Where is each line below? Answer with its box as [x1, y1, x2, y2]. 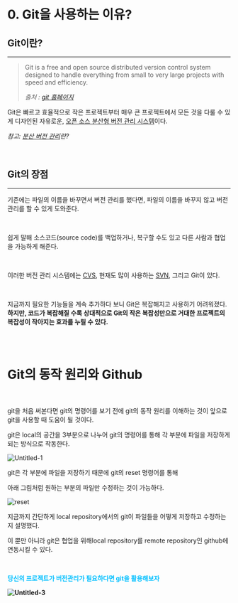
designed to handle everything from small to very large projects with [24, 70, 225, 79]
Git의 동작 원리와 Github [7, 367, 143, 383]
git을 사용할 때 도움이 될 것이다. [7, 415, 94, 424]
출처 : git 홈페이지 [24, 93, 74, 101]
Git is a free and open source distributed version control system [24, 63, 211, 71]
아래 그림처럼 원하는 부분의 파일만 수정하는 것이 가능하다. [7, 483, 164, 491]
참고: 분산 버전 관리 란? [7, 132, 69, 140]
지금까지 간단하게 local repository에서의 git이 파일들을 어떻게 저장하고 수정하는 [7, 512, 227, 521]
